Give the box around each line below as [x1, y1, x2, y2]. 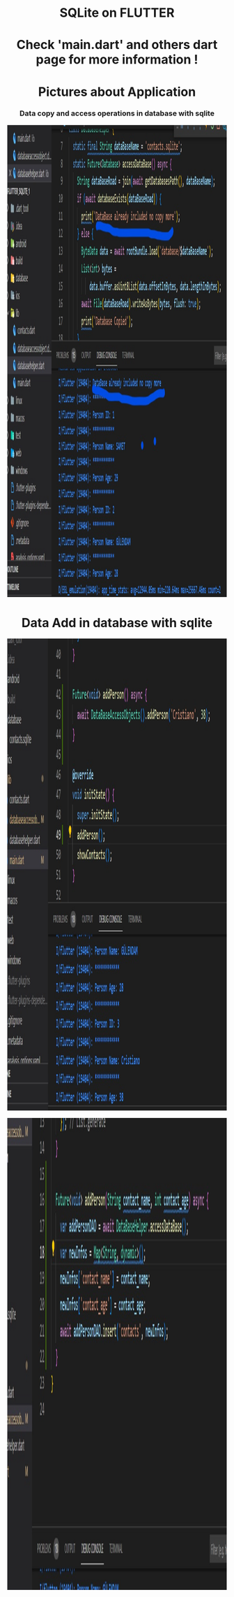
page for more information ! [36, 52, 198, 68]
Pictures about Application [38, 84, 196, 99]
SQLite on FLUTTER [59, 5, 175, 21]
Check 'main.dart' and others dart [16, 37, 218, 53]
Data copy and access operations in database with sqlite [19, 108, 214, 118]
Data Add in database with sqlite [21, 615, 213, 631]
